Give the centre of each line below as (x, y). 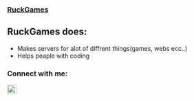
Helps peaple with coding (53, 56)
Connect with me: (37, 74)
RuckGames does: (47, 32)
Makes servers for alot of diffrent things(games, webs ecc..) (102, 48)
